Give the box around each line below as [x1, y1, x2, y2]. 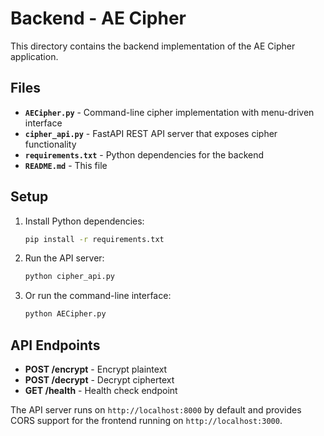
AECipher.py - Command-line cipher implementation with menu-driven [24, 106, 315, 118]
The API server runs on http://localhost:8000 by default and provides [10, 404, 302, 416]
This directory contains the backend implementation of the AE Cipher [10, 40, 296, 52]
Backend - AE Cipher [10, 7, 187, 30]
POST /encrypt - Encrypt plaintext [24, 363, 168, 375]
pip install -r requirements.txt [24, 234, 165, 244]
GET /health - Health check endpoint [24, 385, 178, 396]
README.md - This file [24, 159, 108, 171]
